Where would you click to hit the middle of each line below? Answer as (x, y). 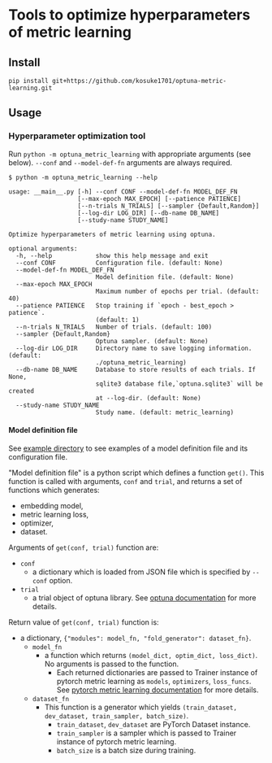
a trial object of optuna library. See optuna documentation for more (145, 597)
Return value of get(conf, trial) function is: (84, 622)
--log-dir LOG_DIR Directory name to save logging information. (134, 348)
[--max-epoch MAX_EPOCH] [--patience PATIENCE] (160, 198)
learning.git (30, 88)
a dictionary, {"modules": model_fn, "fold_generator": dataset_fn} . (136, 638)
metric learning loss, (54, 514)
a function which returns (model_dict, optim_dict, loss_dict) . (151, 655)
